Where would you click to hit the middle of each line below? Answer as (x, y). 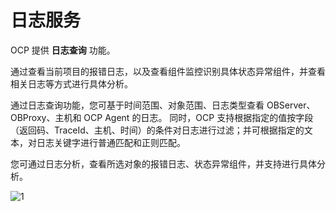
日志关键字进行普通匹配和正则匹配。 (111, 142)
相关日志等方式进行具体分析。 (71, 83)
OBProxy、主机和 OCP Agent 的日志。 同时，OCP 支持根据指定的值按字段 (162, 117)
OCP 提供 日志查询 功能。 (63, 50)
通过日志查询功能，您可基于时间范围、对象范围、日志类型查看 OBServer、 (163, 105)
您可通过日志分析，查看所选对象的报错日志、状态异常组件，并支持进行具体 (163, 163)
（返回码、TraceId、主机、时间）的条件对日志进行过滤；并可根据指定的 (157, 130)
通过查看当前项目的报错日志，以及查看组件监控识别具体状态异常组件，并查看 (168, 71)
